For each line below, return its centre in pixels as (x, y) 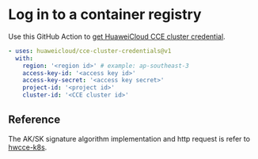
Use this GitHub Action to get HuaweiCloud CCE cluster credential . (117, 36)
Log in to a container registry (105, 15)
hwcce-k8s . (28, 147)
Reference (34, 120)
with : (25, 58)
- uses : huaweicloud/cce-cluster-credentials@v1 (90, 51)
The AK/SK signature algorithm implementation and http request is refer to (129, 138)
